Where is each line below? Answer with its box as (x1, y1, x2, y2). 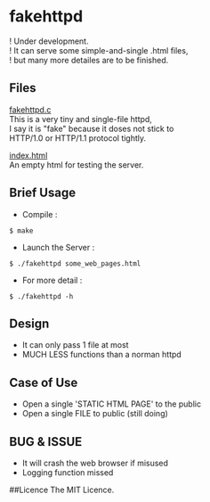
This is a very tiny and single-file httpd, (9, 113, 153, 124)
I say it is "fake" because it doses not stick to (9, 123, 174, 134)
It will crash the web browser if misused (21, 457, 169, 468)
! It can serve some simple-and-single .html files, (9, 45, 189, 55)
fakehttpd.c (9, 104, 52, 115)
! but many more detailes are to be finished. (9, 54, 169, 65)
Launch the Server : (21, 242, 95, 252)
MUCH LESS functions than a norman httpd (21, 350, 182, 360)
